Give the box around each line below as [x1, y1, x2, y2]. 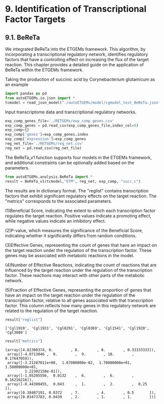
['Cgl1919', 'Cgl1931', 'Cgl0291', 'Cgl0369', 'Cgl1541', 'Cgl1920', [5, 326, 150, 331]
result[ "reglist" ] [5, 317, 42, 322]
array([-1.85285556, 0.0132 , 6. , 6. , [7, 373, 134, 378]
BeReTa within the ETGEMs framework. [5, 67, 84, 73]
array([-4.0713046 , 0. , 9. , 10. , [7, 352, 134, 357]
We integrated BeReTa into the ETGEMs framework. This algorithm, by [5, 46, 146, 52]
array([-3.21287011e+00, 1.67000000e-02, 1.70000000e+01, [7, 361, 132, 365]
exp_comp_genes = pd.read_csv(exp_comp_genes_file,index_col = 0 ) [5, 123, 139, 128]
